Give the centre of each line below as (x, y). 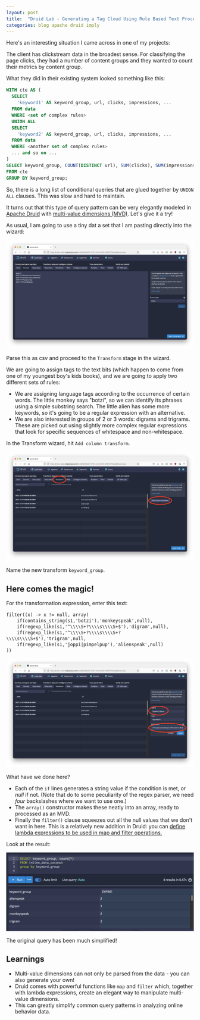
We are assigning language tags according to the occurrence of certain (102, 394)
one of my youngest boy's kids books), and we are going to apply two (92, 376)
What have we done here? (38, 777)
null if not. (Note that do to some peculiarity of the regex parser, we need (104, 794)
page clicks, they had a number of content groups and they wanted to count (99, 61)
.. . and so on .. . (35, 153)
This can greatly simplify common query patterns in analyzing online (99, 1005)
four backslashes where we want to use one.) (71, 801)
